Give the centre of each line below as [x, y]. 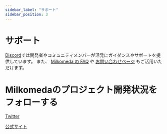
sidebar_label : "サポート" [32, 10]
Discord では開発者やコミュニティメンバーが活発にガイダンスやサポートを [81, 55]
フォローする [32, 102]
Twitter [12, 116]
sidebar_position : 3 [27, 14]
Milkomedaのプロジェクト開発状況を [81, 90]
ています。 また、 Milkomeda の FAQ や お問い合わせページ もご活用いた [88, 62]
